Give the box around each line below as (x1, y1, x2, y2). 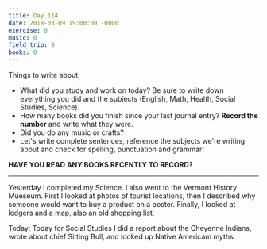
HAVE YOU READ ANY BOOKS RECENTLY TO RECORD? (8, 160, 193, 169)
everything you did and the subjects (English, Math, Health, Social (19, 94, 236, 103)
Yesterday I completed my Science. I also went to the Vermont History (8, 183, 238, 192)
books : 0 (8, 48, 37, 56)
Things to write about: (8, 71, 81, 79)
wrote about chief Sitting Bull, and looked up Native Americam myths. (8, 232, 236, 241)
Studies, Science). (19, 102, 80, 112)
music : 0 (8, 33, 37, 42)
